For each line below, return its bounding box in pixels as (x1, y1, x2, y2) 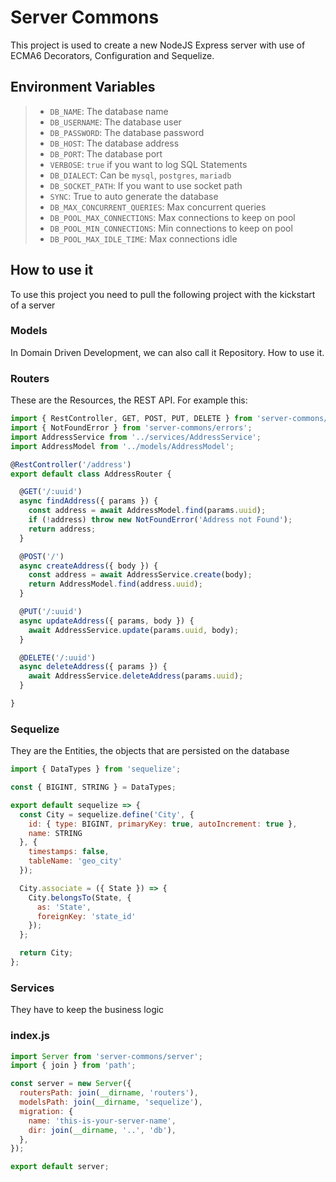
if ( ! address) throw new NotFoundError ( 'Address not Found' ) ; (28, 515, 293, 525)
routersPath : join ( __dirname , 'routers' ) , (19, 1088, 199, 1098)
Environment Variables (10, 79, 156, 96)
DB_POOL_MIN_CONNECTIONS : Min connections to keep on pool (49, 222, 293, 234)
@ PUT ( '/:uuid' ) (19, 607, 83, 617)
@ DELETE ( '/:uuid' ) (19, 652, 97, 663)
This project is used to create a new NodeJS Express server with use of (10, 39, 306, 51)
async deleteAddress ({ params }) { (19, 662, 168, 672)
